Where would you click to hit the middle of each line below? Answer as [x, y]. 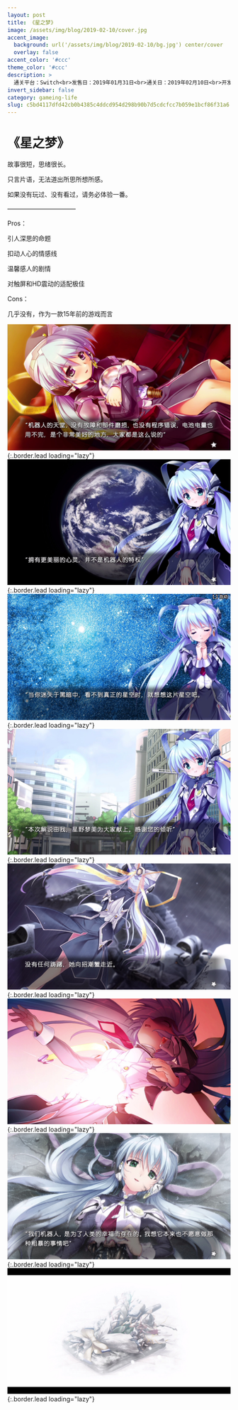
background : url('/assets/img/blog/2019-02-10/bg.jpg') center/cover [118, 45]
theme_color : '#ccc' [38, 68]
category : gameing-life [42, 97]
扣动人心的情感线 [32, 254]
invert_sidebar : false [41, 90]
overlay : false [36, 53]
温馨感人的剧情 [29, 269]
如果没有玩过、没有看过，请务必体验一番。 [69, 195]
